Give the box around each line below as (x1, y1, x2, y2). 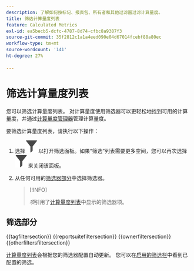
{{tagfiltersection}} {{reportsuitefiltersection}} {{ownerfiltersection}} (6, 233, 172, 240)
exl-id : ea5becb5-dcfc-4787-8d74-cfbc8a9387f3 (6, 28, 122, 34)
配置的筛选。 (6, 259, 37, 266)
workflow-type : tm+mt (6, 41, 59, 46)
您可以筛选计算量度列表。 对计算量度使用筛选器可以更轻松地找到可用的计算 (6, 108, 188, 115)
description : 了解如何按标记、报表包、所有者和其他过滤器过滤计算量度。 (6, 9, 163, 15)
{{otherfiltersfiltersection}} (6, 239, 71, 246)
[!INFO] (29, 186, 48, 193)
